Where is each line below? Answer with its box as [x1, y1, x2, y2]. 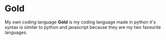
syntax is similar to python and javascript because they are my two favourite [4, 24, 161, 30]
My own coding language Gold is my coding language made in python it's [4, 19, 156, 25]
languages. [4, 29, 28, 35]
